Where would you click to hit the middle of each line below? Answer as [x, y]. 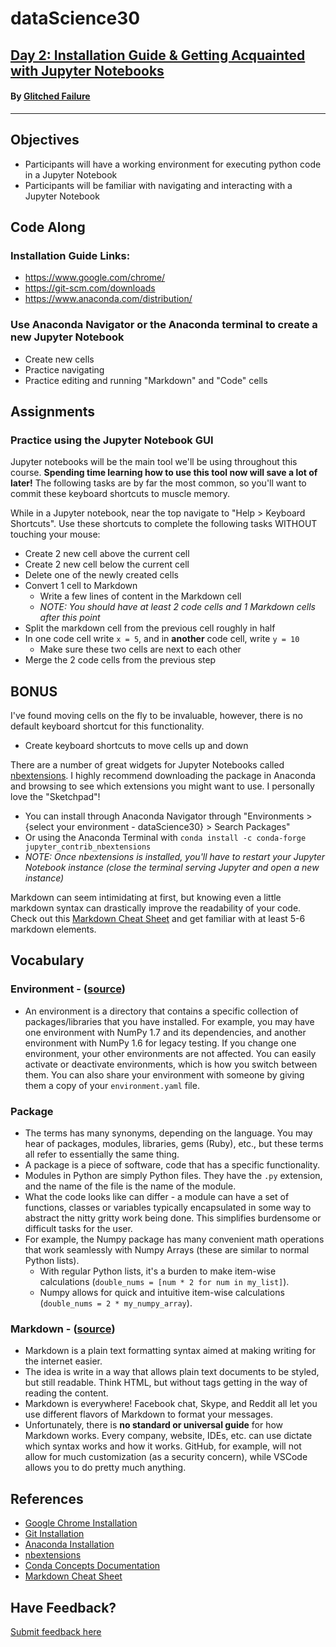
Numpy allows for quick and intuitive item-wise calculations [162, 1293]
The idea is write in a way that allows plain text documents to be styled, [172, 1372]
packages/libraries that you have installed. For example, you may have [169, 1021]
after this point [70, 618]
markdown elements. [53, 929]
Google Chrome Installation [81, 1523]
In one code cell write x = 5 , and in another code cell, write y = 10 [162, 639]
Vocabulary [47, 960]
